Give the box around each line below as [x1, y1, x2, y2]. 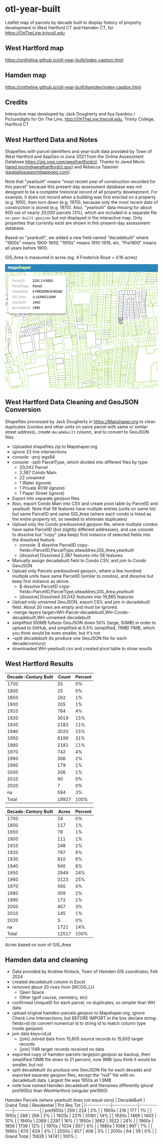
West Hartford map [5, 44, 64, 52]
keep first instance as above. [12, 578, 70, 584]
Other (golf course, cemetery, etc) [19, 994, 88, 1000]
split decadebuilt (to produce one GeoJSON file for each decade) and [12, 1067, 151, 1073]
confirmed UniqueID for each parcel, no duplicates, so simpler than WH [12, 1000, 155, 1006]
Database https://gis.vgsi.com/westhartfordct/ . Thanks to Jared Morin [5, 159, 145, 165]
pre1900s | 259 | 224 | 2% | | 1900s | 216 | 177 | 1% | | [45, 1107, 152, 1113]
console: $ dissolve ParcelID [19, 542, 77, 548]
